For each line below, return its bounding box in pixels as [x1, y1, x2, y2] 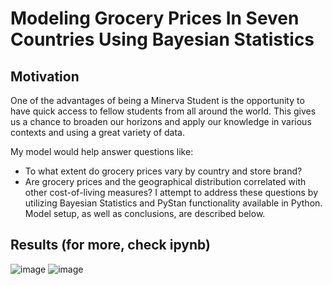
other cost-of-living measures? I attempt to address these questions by [24, 187, 319, 198]
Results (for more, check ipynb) [10, 237, 211, 254]
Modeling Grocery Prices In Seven [10, 7, 300, 30]
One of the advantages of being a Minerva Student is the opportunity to [10, 95, 305, 106]
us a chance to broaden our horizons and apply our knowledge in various [10, 116, 312, 127]
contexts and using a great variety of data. [10, 127, 186, 138]
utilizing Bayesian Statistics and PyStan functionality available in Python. [24, 197, 323, 209]
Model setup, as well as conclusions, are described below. [24, 208, 266, 219]
